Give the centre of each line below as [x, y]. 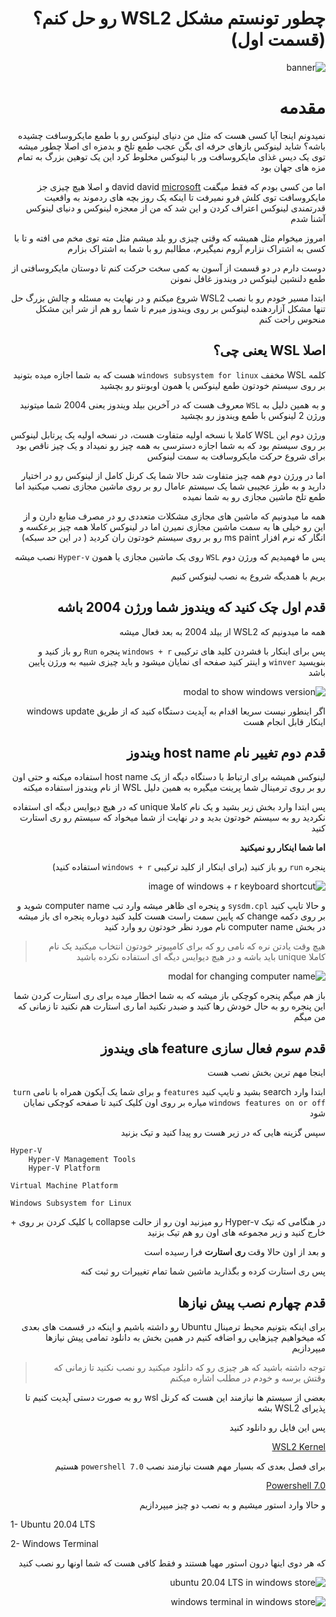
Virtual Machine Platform [64, 1186]
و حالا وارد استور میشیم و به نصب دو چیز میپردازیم [232, 1504]
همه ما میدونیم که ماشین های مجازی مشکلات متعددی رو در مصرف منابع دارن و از [174, 516]
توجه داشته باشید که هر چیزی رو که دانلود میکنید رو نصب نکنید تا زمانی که [189, 1367]
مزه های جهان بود [293, 167]
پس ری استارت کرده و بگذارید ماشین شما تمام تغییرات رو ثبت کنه [203, 1271]
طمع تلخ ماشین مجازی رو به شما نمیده [254, 496]
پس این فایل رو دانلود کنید [277, 1427]
